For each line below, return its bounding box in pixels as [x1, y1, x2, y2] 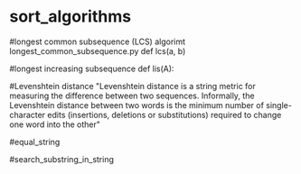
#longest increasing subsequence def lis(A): [9, 63, 174, 74]
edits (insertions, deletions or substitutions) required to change [47, 109, 282, 120]
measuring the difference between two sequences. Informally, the [9, 90, 255, 101]
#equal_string [9, 136, 61, 147]
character [9, 109, 46, 120]
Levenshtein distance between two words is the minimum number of [9, 99, 265, 110]
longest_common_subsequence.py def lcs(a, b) [9, 45, 186, 56]
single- [266, 99, 292, 110]
